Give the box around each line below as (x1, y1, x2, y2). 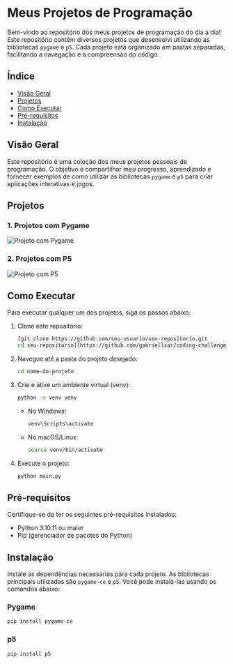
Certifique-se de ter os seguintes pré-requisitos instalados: (7, 511, 177, 519)
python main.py (17, 472, 62, 479)
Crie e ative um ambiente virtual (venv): (17, 380, 131, 388)
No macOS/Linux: (27, 432, 79, 441)
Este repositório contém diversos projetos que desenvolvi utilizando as (7, 35, 210, 43)
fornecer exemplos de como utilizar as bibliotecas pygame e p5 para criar (7, 172, 214, 181)
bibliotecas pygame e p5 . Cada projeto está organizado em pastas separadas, (7, 43, 226, 51)
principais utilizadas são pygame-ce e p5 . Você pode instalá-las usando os (7, 578, 217, 586)
